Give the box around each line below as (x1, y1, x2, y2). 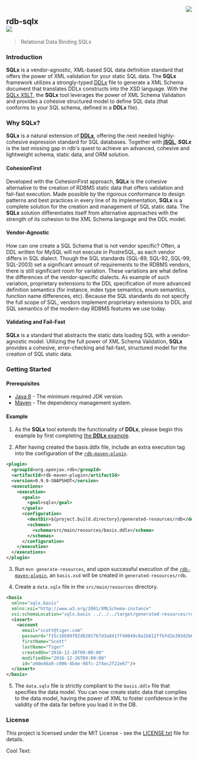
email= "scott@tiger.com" (21, 628, 83, 634)
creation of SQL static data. (6, 351, 72, 358)
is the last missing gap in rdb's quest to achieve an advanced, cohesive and (6, 145, 190, 152)
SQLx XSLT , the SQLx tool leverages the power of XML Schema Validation (6, 92, 186, 99)
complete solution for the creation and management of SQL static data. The (6, 203, 190, 210)
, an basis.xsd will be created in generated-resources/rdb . (46, 572, 187, 579)
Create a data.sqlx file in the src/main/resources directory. (14, 583, 159, 591)
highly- (158, 132, 176, 140)
